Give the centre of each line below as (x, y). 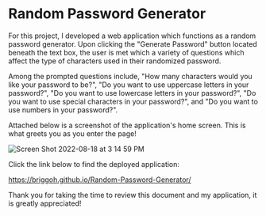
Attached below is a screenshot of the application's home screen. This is (127, 125)
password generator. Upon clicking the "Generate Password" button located (133, 44)
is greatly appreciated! (45, 203)
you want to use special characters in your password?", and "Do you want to (133, 101)
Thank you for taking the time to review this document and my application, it (133, 195)
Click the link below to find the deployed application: (94, 164)
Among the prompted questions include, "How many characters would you (130, 76)
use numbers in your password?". (63, 110)
